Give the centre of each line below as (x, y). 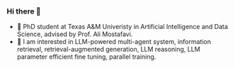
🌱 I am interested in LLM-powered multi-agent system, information (114, 42)
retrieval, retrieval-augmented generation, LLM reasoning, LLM (109, 50)
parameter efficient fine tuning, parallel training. (86, 57)
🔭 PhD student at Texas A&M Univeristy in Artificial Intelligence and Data (122, 27)
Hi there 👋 (24, 11)
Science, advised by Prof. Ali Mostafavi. (75, 34)
